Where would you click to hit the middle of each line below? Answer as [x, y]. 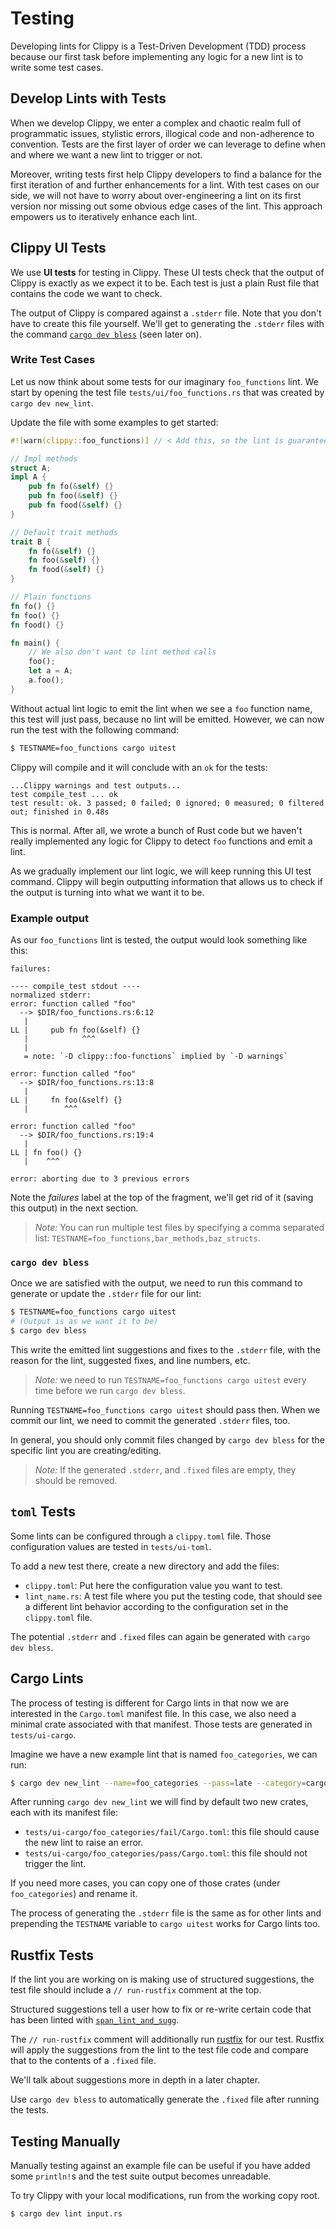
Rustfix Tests [52, 1955]
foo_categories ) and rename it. [74, 1894]
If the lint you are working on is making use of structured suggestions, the [162, 1979]
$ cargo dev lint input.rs [66, 2214]
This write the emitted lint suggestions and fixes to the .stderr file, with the [165, 1349]
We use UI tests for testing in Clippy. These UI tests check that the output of [167, 272]
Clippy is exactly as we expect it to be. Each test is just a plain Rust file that [165, 283]
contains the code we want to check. [86, 293]
